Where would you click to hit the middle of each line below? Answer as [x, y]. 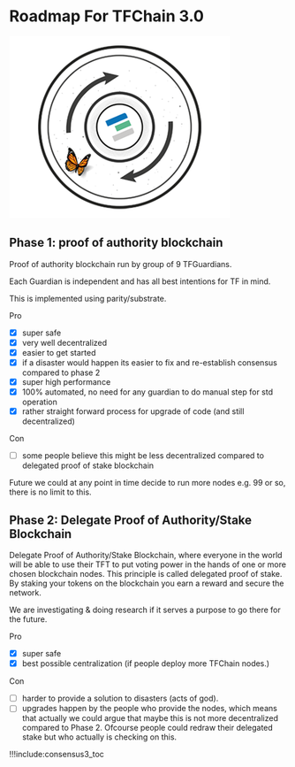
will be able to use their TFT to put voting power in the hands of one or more [148, 564]
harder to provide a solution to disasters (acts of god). [120, 698]
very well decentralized [64, 342]
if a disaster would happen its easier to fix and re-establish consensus [150, 362]
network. [26, 593]
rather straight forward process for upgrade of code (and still [133, 411]
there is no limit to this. [50, 492]
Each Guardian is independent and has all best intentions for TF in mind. [140, 281]
